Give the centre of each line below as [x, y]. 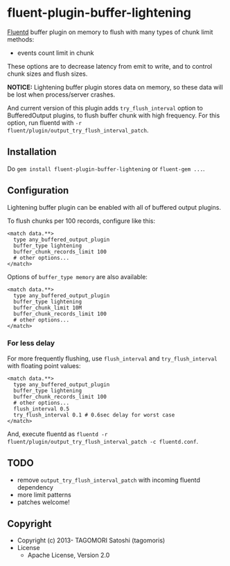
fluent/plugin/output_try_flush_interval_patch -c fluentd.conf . [103, 441]
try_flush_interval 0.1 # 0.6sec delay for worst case [94, 415]
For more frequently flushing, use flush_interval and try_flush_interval [112, 358]
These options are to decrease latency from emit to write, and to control [110, 66]
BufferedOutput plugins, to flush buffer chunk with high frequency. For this [114, 115]
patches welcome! [44, 502]
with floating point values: [44, 365]
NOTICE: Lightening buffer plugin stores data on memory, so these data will [115, 87]
